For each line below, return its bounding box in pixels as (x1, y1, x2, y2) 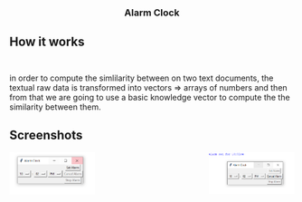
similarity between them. (9, 101, 101, 112)
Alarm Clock (124, 6, 180, 19)
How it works (9, 34, 85, 50)
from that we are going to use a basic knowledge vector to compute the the (9, 91, 291, 102)
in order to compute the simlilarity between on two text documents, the (9, 72, 274, 83)
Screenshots (9, 128, 83, 143)
